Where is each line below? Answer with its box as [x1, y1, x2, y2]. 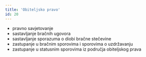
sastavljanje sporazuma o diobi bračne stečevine [12, 35, 112, 42]
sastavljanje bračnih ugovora [12, 30, 71, 36]
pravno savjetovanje [12, 25, 54, 31]
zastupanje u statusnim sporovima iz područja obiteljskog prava [12, 46, 142, 52]
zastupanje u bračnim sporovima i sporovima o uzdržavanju [12, 41, 133, 47]
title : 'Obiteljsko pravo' [5, 7, 60, 12]
